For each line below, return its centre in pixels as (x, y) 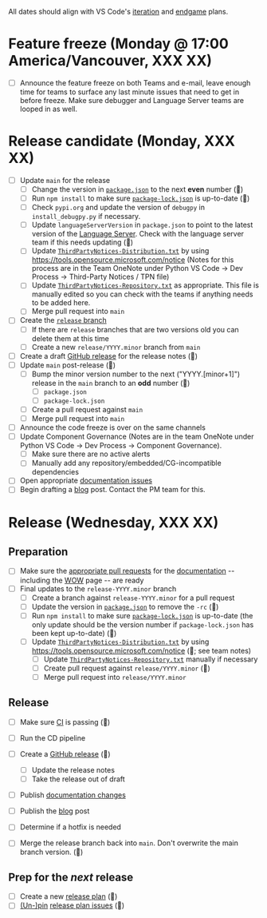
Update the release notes (73, 770)
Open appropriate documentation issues (86, 481)
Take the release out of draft (78, 779)
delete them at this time (70, 338)
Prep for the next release (71, 877)
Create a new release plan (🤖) (69, 896)
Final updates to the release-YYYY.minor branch (98, 588)
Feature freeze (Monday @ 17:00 (118, 44)
